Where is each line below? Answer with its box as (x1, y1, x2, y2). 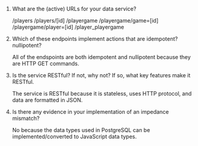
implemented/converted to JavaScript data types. (12, 133, 137, 140)
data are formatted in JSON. (12, 97, 83, 103)
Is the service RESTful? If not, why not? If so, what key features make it (12, 72, 191, 78)
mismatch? (12, 115, 40, 122)
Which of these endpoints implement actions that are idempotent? (12, 35, 178, 42)
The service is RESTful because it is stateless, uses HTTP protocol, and (12, 90, 192, 97)
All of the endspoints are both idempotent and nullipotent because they (12, 54, 191, 60)
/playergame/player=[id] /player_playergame (12, 24, 125, 30)
